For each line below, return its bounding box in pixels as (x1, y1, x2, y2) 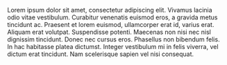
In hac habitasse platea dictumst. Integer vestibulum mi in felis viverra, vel (7, 43, 219, 50)
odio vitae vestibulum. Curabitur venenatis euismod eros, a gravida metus (7, 13, 218, 21)
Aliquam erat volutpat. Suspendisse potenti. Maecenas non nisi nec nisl (7, 28, 212, 36)
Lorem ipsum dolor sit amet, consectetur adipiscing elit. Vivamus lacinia (7, 6, 213, 14)
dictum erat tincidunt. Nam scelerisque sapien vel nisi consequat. (7, 50, 194, 58)
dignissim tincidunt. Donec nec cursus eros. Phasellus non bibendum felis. (7, 35, 220, 44)
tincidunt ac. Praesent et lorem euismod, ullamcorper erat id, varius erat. (7, 21, 215, 28)
